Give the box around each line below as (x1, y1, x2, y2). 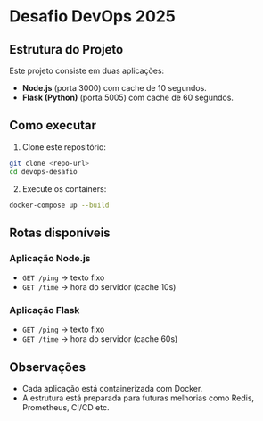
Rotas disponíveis (9, 225, 111, 240)
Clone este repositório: (21, 141, 107, 153)
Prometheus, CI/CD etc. (21, 402, 110, 413)
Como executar (9, 118, 96, 133)
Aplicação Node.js (9, 252, 91, 264)
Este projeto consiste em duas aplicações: (9, 65, 165, 76)
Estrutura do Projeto (9, 42, 124, 57)
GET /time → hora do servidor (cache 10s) (21, 282, 177, 293)
